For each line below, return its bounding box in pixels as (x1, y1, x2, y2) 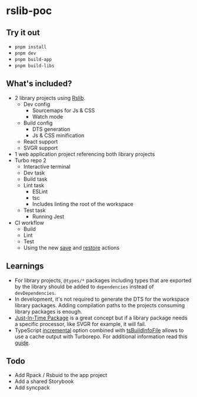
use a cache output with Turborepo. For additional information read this (14, 333, 188, 340)
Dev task (23, 169, 45, 176)
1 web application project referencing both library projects (14, 150, 155, 157)
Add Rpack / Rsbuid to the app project (14, 372, 108, 379)
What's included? (6, 79, 72, 89)
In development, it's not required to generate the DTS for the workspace (14, 295, 189, 302)
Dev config (23, 100, 51, 107)
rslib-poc (6, 4, 52, 18)
